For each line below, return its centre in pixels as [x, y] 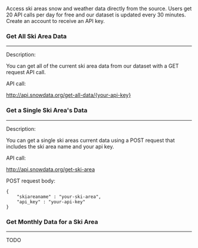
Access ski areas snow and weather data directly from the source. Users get [99, 9]
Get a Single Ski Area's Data [47, 110]
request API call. [26, 72]
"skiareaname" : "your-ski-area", [59, 197]
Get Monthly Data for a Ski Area [52, 221]
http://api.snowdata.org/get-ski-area [51, 169]
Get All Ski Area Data [36, 36]
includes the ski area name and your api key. [60, 146]
